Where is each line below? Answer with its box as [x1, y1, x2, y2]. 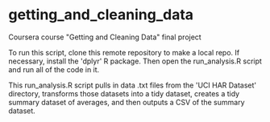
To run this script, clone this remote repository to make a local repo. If [8, 47, 240, 57]
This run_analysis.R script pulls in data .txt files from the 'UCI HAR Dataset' [8, 80, 257, 90]
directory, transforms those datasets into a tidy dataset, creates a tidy [8, 88, 240, 98]
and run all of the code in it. [8, 64, 100, 74]
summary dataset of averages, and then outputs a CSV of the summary [8, 97, 245, 107]
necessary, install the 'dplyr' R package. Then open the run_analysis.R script [8, 56, 262, 66]
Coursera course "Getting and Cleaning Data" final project [8, 32, 201, 42]
